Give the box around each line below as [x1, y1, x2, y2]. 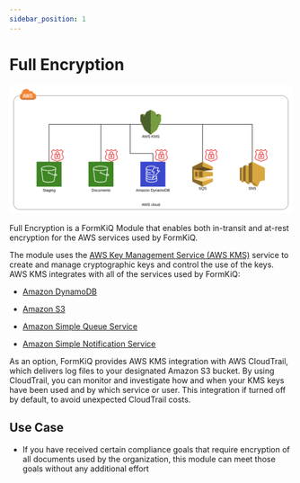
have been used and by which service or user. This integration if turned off [9, 384, 286, 395]
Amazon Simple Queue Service [22, 320, 137, 332]
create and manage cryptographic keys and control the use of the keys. [9, 259, 274, 270]
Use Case [9, 420, 65, 435]
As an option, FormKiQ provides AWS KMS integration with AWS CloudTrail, [9, 355, 289, 366]
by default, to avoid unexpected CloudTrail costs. [9, 394, 191, 405]
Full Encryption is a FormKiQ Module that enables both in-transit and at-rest [9, 222, 289, 233]
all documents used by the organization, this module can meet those [22, 453, 276, 464]
